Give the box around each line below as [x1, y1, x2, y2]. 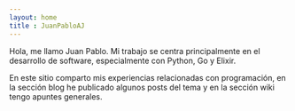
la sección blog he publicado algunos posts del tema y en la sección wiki [9, 82, 275, 92]
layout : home [9, 12, 58, 22]
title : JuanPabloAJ [9, 21, 86, 30]
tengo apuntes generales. [9, 91, 103, 102]
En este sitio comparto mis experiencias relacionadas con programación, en [9, 72, 286, 83]
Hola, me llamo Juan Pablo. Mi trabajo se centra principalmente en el [9, 45, 260, 56]
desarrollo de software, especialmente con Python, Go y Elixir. [9, 55, 237, 66]
